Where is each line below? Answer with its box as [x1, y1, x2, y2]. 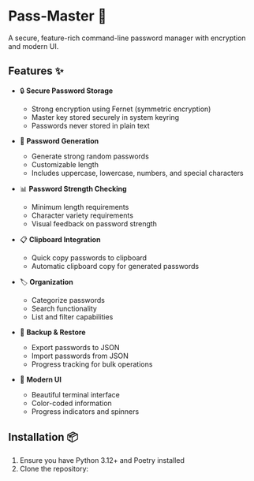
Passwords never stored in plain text [31, 121, 150, 130]
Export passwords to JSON [31, 342, 120, 352]
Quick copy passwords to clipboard [31, 252, 148, 263]
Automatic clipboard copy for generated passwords [31, 261, 200, 270]
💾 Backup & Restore [19, 327, 86, 337]
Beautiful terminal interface [31, 390, 120, 399]
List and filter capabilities [31, 311, 114, 322]
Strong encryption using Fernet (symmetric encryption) [31, 104, 211, 114]
